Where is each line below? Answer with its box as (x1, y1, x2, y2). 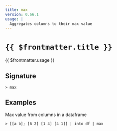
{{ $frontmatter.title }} (5, 43, 113, 52)
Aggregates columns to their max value (9, 21, 93, 26)
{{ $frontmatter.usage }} (5, 57, 55, 63)
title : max (5, 7, 28, 12)
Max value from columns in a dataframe (5, 112, 87, 118)
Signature (5, 72, 36, 80)
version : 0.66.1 (5, 12, 39, 17)
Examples (5, 98, 36, 107)
